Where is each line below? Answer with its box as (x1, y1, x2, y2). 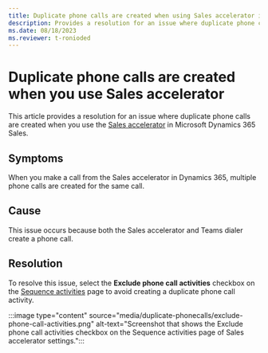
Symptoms (8, 151, 64, 165)
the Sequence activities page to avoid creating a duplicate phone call (8, 286, 235, 296)
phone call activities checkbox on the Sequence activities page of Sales (8, 328, 245, 337)
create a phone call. (8, 233, 73, 243)
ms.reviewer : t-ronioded (8, 33, 91, 42)
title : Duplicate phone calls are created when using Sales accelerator (8, 11, 255, 20)
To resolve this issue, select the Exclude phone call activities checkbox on (8, 278, 255, 288)
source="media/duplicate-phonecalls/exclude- (89, 310, 243, 320)
